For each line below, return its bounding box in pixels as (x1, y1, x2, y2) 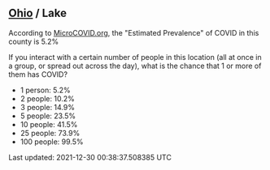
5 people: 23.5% (20, 111, 76, 121)
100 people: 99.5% (20, 137, 84, 147)
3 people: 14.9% (20, 102, 76, 112)
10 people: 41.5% (20, 119, 78, 129)
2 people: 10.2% (20, 93, 75, 104)
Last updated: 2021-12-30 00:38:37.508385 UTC (8, 152, 172, 162)
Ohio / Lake (8, 6, 67, 20)
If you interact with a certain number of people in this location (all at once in (8, 52, 262, 62)
